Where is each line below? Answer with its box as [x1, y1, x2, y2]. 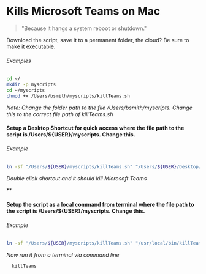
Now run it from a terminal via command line [6, 251, 120, 258]
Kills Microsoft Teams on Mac [6, 4, 161, 18]
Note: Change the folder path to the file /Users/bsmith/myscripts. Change [6, 104, 193, 111]
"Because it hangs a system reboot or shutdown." [21, 24, 147, 32]
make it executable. [6, 43, 56, 50]
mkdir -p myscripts [6, 81, 56, 88]
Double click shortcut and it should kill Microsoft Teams [6, 175, 147, 182]
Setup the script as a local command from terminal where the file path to [6, 201, 194, 208]
